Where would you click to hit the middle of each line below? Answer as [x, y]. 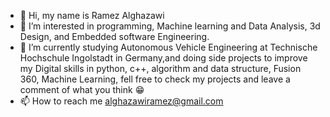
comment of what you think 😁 [82, 89]
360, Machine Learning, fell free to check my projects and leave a [155, 79]
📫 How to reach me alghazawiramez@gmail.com [121, 101]
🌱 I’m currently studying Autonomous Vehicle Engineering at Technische [168, 47]
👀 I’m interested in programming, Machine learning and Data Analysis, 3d [170, 26]
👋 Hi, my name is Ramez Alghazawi [92, 15]
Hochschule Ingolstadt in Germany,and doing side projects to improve [163, 58]
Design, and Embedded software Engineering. [114, 36]
